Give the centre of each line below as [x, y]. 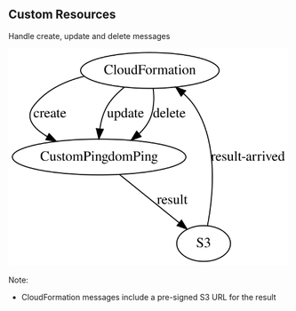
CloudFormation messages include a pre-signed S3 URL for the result [148, 297]
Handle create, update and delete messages [89, 36]
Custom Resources [62, 15]
